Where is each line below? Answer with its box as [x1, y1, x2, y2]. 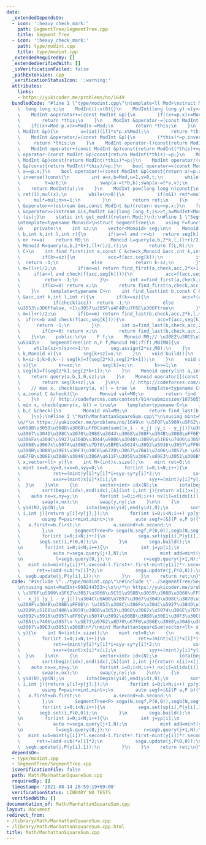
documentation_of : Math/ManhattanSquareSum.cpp [6, 801, 131, 807]
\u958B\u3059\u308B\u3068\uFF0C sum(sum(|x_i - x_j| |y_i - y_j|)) [17, 425, 191, 431]
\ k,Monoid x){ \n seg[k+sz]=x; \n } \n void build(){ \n [17, 351, 193, 357]
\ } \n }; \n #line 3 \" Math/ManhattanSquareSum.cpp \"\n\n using [17, 414, 183, 420]
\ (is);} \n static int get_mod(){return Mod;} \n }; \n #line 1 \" [17, 214, 191, 221]
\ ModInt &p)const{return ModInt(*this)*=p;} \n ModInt [17, 157, 169, 163]
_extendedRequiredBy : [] [12, 55, 75, 61]
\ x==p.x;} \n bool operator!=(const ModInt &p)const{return [17, 169, 183, 175]
